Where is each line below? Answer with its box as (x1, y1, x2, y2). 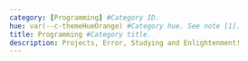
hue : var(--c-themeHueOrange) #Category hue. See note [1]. (9, 22, 242, 30)
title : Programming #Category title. (9, 30, 152, 39)
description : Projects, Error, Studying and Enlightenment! (9, 38, 242, 48)
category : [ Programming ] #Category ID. (9, 13, 160, 22)
